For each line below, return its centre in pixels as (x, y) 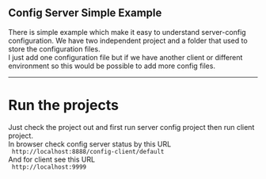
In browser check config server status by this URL (90, 144)
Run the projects (63, 105)
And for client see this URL (52, 159)
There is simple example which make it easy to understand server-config (127, 32)
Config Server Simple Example (85, 13)
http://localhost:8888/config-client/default (88, 151)
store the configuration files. (54, 49)
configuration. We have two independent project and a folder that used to (128, 40)
